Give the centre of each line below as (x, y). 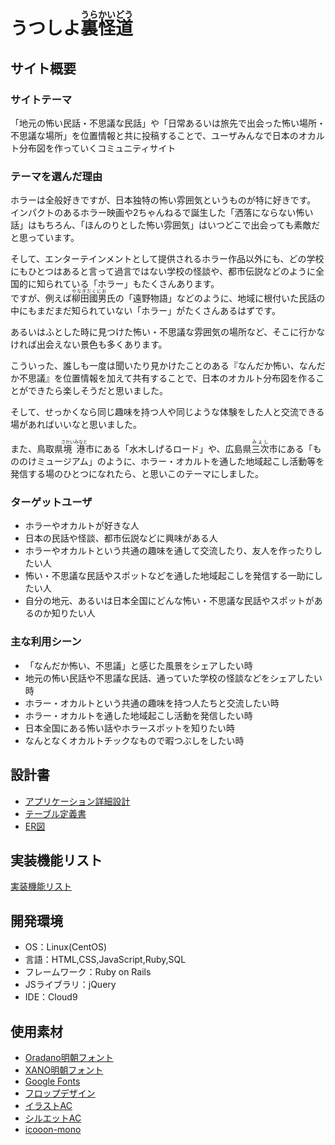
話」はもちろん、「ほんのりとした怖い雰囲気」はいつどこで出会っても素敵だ (165, 225)
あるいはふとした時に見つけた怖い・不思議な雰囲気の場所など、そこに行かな (168, 332)
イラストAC (48, 1106)
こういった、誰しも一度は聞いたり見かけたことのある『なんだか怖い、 (155, 366)
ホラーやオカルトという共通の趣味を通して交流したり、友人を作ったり (169, 551)
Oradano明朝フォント (69, 1058)
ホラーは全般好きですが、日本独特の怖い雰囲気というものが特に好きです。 (163, 200)
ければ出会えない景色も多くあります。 (89, 345)
